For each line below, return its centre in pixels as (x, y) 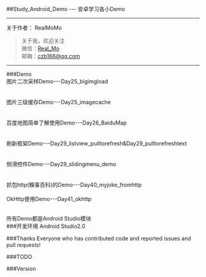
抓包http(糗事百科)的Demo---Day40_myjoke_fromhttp (74, 185)
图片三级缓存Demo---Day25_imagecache (59, 102)
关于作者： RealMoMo (34, 28)
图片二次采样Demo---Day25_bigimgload (57, 81)
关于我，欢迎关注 (43, 41)
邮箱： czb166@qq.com (51, 56)
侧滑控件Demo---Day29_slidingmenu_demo (61, 164)
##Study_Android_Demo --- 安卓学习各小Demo (66, 9)
